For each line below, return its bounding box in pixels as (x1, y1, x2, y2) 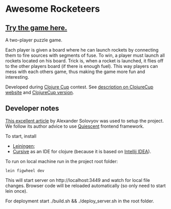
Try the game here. (5, 24, 68, 32)
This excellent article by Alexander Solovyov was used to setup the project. (5, 118, 164, 124)
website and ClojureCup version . (5, 89, 74, 95)
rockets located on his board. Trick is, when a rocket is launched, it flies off (5, 58, 164, 64)
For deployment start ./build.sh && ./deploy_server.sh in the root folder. (5, 198, 155, 204)
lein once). (5, 188, 28, 194)
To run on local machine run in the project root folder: (5, 158, 118, 164)
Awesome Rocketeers (5, 3, 100, 15)
